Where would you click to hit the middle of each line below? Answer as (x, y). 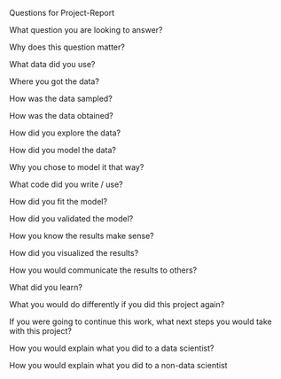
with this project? (41, 331)
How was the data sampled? (61, 98)
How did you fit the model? (59, 201)
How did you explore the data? (65, 133)
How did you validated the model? (71, 219)
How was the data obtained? (61, 116)
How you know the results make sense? (82, 236)
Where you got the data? (55, 81)
